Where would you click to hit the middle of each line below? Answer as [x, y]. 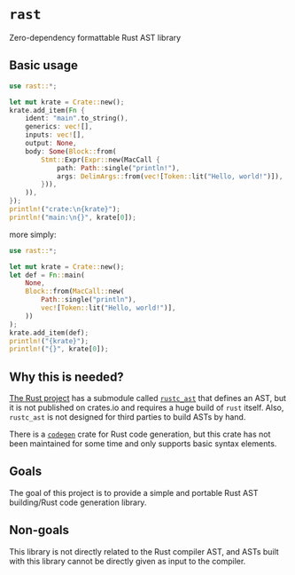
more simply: [33, 234]
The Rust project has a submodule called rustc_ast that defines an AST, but [147, 398]
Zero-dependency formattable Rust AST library [95, 37]
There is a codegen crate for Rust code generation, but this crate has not [140, 434]
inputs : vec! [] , [55, 135]
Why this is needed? [66, 377]
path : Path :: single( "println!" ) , [118, 168]
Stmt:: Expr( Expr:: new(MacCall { [101, 160]
